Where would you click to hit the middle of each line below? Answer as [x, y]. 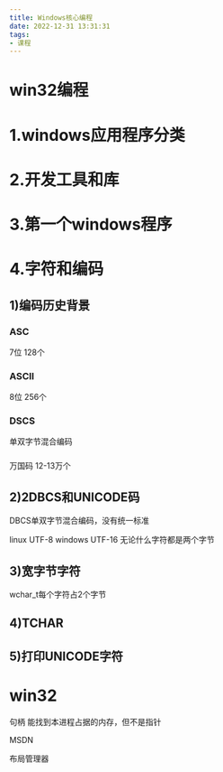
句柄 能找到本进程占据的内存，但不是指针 [85, 721]
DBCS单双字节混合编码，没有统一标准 [80, 521]
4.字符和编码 [57, 270]
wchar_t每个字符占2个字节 [58, 595]
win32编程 [49, 90]
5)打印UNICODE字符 [66, 656]
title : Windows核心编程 [51, 18]
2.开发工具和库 [64, 179]
